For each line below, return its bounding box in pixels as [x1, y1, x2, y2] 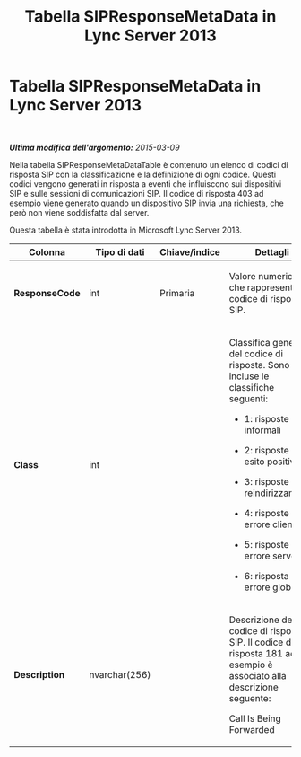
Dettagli [254, 245, 289, 258]
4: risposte [244, 506, 289, 519]
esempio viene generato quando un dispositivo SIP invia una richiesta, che [9, 198, 284, 208]
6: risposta [244, 569, 289, 582]
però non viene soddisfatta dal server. [9, 207, 150, 217]
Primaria [159, 286, 195, 299]
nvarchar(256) [89, 668, 151, 681]
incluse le [228, 370, 270, 383]
